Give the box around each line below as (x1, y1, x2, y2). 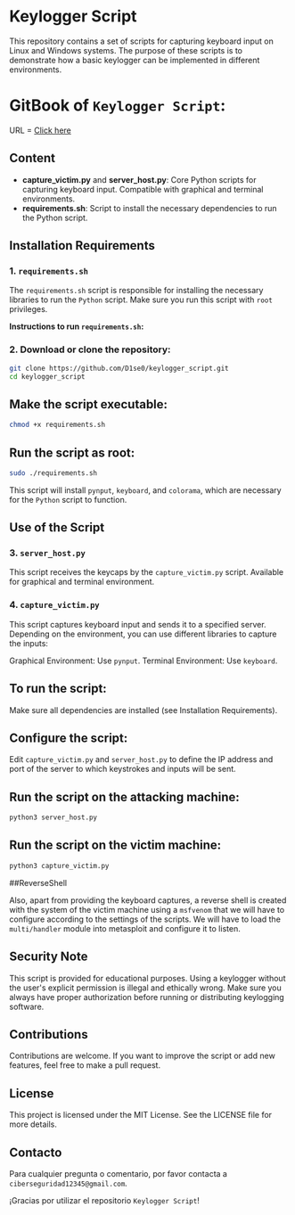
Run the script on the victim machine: (9, 838, 222, 853)
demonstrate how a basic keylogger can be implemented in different (9, 54, 260, 65)
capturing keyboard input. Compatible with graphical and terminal (21, 184, 264, 194)
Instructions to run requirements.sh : (9, 321, 144, 332)
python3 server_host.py (9, 813, 98, 822)
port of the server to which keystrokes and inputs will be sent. (9, 764, 236, 775)
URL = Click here (9, 125, 71, 135)
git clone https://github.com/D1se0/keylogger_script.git (9, 364, 229, 373)
